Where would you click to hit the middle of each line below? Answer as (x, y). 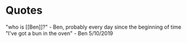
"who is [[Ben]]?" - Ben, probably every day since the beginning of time (93, 27)
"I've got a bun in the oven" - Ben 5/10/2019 (60, 33)
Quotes (24, 10)
